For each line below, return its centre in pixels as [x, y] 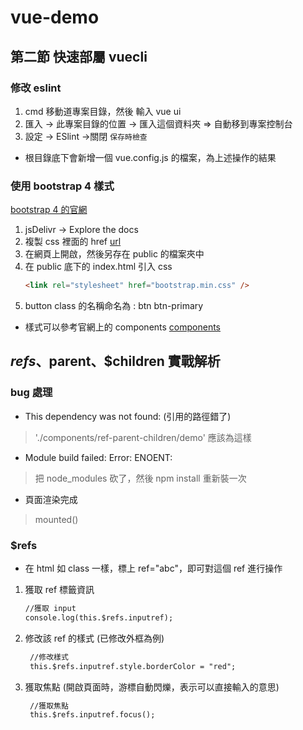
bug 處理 [31, 393]
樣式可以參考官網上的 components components [123, 327]
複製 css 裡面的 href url [73, 242]
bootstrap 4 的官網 [49, 210]
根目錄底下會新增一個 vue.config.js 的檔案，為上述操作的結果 [150, 157]
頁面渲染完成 [51, 499]
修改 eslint [36, 88]
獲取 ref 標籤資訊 [59, 590]
